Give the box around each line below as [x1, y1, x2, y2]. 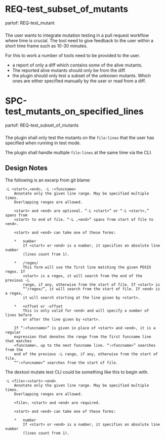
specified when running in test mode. [5, 140, 81, 146]
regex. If [5, 269, 26, 274]
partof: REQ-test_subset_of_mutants [5, 122, 79, 128]
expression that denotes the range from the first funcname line [14, 334, 152, 339]
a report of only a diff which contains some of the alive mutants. [12, 62, 143, 68]
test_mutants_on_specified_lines [5, 106, 144, 117]
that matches [5, 338, 32, 343]
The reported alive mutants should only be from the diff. [12, 67, 126, 73]
